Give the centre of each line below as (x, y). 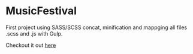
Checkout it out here (31, 45)
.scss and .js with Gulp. (34, 33)
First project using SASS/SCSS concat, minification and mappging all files (96, 27)
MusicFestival (41, 11)
